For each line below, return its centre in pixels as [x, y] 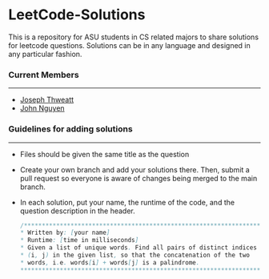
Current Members [44, 75]
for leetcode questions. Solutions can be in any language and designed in [129, 45]
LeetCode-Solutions [77, 15]
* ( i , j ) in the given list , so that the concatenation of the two [135, 255]
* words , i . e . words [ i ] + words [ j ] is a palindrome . [110, 262]
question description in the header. [77, 211]
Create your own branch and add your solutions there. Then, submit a [134, 169]
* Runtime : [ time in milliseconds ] [79, 241]
